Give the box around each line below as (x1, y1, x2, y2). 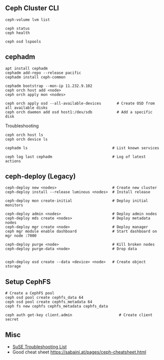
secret (5, 317, 19, 322)
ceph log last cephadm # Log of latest (5, 154, 146, 159)
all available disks (5, 105, 48, 110)
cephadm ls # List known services (5, 145, 160, 150)
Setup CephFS (5, 277, 51, 286)
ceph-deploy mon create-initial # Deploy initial (5, 198, 149, 204)
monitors (5, 203, 23, 208)
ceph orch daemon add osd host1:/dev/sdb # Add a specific (5, 109, 153, 114)
